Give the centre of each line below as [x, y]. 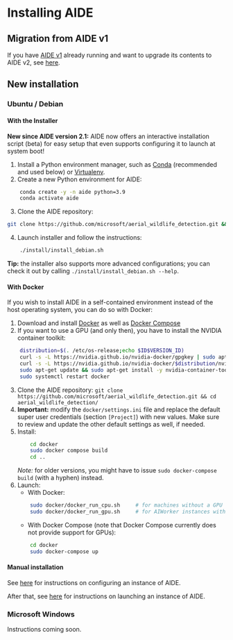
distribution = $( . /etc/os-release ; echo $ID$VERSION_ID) [102, 351]
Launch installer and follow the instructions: [79, 238]
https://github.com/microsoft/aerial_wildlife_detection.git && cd [116, 396]
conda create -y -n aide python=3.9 [73, 192]
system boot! [26, 151]
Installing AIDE [50, 13]
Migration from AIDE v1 [58, 39]
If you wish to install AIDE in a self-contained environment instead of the [110, 302]
